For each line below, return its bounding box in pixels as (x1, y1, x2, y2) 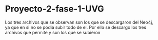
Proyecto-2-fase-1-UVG (5, 3, 104, 14)
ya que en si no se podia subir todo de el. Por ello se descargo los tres (5, 24, 146, 30)
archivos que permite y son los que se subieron (5, 29, 101, 35)
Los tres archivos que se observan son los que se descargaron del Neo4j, (5, 19, 154, 25)
